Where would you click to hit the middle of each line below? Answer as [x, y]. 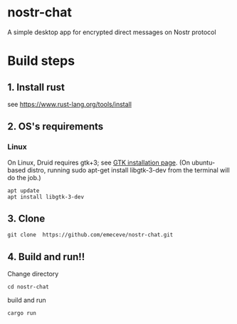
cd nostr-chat [28, 287]
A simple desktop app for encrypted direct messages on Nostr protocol [112, 32]
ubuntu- [204, 162]
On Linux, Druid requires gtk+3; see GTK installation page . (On [99, 162]
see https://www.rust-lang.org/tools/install [69, 104]
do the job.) [24, 177]
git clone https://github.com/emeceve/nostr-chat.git [90, 235]
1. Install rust [36, 87]
